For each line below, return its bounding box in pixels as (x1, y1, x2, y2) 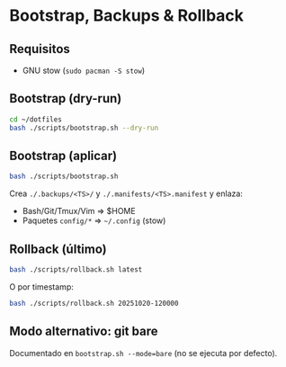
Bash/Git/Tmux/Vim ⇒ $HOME (22, 206, 137, 217)
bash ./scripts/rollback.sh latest (9, 265, 143, 274)
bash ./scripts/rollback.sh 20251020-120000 (9, 299, 179, 308)
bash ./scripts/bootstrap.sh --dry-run (9, 123, 159, 132)
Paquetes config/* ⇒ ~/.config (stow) (22, 215, 166, 226)
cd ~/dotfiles (9, 114, 63, 124)
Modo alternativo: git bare (9, 324, 158, 339)
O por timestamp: (9, 281, 74, 292)
